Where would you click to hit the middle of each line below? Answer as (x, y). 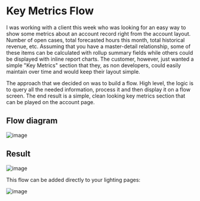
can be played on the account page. (50, 102)
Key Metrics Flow (50, 11)
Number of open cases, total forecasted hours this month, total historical (96, 40)
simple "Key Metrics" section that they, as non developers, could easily (93, 65)
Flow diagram (32, 121)
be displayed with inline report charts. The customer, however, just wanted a (100, 59)
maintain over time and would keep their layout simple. (73, 71)
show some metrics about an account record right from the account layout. (99, 33)
